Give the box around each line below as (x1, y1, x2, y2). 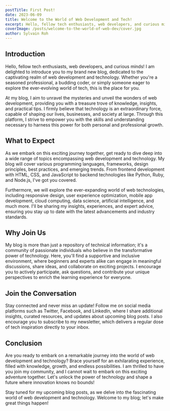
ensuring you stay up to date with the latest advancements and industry (5, 208, 155, 214)
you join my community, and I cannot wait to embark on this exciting (5, 369, 147, 375)
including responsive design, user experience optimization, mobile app (5, 192, 153, 198)
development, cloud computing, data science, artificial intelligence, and (5, 198, 154, 204)
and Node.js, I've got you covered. (5, 177, 77, 183)
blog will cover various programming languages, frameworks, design (5, 161, 148, 167)
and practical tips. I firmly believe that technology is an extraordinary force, (5, 105, 162, 112)
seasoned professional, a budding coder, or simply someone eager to (5, 79, 150, 85)
